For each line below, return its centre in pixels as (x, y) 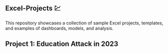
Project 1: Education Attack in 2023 (62, 44)
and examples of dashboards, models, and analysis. (59, 28)
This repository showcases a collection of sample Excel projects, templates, (84, 23)
